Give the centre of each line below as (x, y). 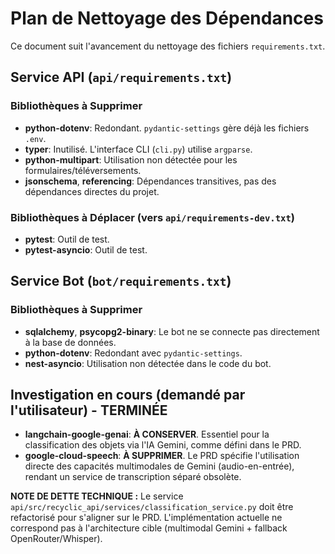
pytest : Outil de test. (67, 239)
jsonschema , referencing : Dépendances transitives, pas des (150, 181)
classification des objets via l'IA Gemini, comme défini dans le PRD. (163, 445)
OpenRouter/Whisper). (56, 539)
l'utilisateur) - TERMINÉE (89, 410)
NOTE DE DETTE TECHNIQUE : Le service (97, 496)
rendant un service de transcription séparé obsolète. (133, 477)
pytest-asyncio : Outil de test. (86, 249)
